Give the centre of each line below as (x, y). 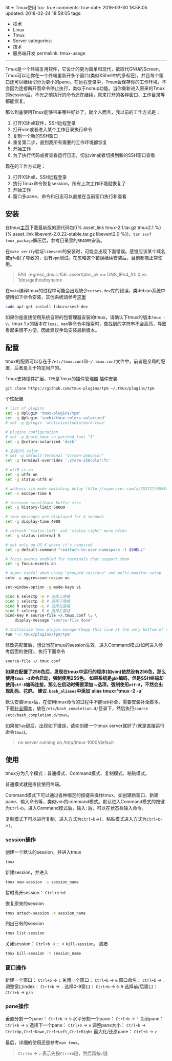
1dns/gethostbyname (40, 280)
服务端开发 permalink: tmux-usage (49, 53)
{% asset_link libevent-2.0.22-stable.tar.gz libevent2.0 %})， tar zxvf (79, 234)
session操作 (20, 840)
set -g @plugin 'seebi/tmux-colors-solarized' (56, 418)
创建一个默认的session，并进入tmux (44, 852)
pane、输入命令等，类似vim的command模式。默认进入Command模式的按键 (85, 801)
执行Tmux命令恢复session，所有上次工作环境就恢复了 (69, 183)
